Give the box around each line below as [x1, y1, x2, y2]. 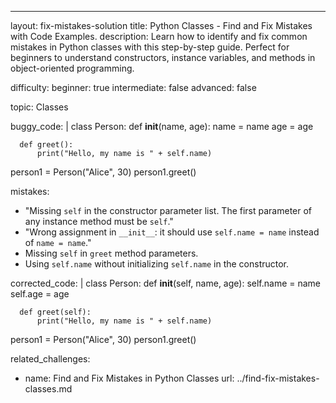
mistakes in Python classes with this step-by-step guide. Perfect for [10, 41, 290, 53]
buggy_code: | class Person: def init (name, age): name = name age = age [10, 121, 314, 132]
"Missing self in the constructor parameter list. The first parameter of [24, 205, 313, 216]
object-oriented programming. [10, 62, 135, 74]
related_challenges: [10, 353, 91, 365]
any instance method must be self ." [24, 216, 174, 227]
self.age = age [10, 288, 70, 300]
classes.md [24, 383, 73, 395]
